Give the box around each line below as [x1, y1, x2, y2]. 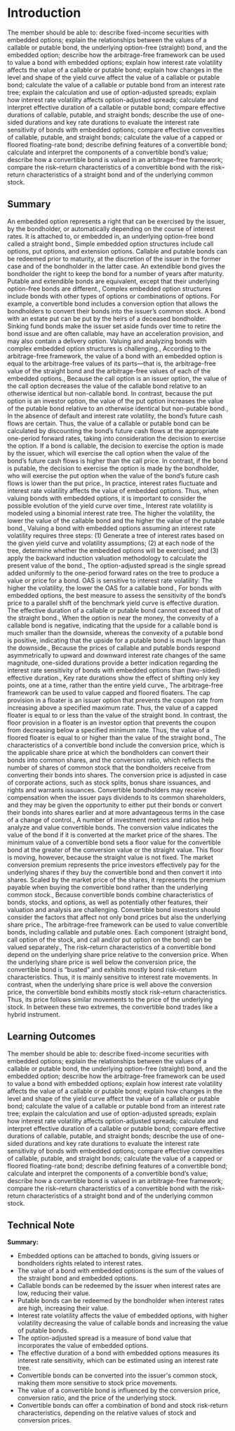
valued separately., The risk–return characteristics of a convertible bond [7, 942, 216, 951]
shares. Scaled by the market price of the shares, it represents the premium [7, 875, 226, 884]
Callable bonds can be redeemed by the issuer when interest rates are [17, 1282, 221, 1290]
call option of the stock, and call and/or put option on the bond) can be [7, 935, 212, 944]
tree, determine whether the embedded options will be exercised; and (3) [7, 546, 219, 554]
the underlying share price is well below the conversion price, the [7, 958, 196, 966]
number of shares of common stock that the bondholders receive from [7, 763, 211, 772]
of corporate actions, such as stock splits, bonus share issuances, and [7, 778, 211, 787]
